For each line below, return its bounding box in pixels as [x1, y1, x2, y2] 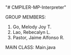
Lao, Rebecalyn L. [12, 29, 51, 35]
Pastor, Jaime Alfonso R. [12, 35, 65, 40]
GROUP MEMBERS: [5, 14, 46, 20]
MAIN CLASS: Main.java [5, 44, 56, 50]
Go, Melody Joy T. [12, 24, 52, 30]
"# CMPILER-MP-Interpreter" [5, 5, 66, 10]
